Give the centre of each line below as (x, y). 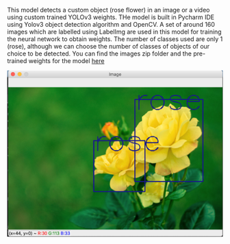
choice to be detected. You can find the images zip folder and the (100, 53)
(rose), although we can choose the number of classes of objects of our (108, 46)
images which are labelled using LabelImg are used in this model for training (114, 32)
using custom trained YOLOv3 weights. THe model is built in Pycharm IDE (111, 17)
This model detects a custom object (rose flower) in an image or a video (108, 10)
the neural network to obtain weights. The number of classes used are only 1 (115, 39)
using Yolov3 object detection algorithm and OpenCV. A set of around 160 (111, 24)
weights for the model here (66, 61)
